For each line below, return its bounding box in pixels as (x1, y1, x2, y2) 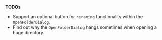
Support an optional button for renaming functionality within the (12, 14, 143, 19)
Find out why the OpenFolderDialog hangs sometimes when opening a (12, 24, 157, 30)
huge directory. (12, 30, 44, 35)
